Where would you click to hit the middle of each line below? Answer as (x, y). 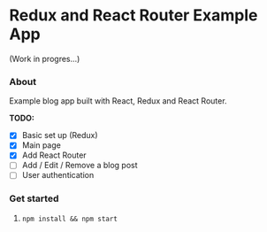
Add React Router (54, 155)
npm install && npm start (69, 219)
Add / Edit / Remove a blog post (80, 166)
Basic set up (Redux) (60, 135)
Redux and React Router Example (133, 15)
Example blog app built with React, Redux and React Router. (118, 101)
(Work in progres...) (45, 58)
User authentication (58, 175)
